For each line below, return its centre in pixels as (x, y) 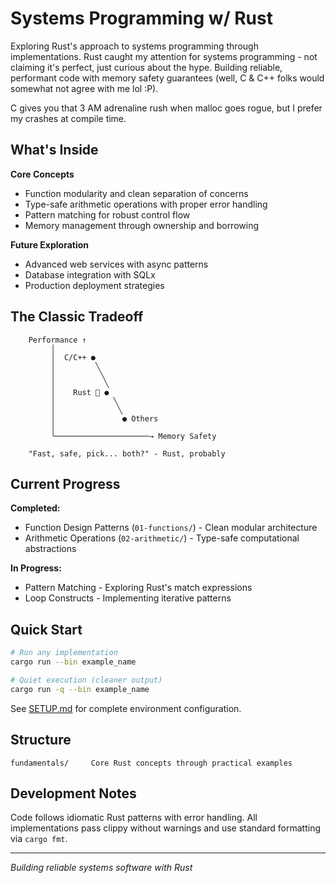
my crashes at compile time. (68, 118)
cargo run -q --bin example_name (80, 689)
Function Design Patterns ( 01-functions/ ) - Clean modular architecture (171, 528)
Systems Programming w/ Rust (141, 18)
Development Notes (73, 793)
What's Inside (54, 150)
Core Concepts (42, 174)
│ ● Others (104, 418)
